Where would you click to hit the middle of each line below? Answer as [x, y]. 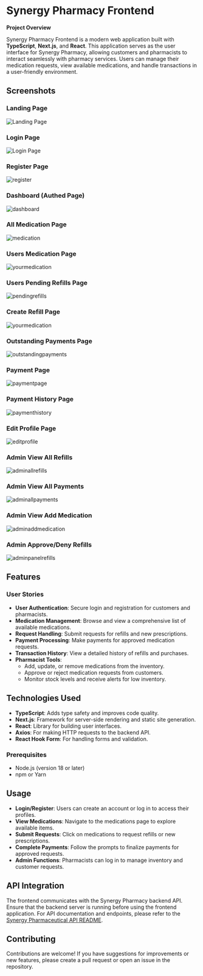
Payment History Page [40, 399]
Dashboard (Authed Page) [46, 196]
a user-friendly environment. [42, 71]
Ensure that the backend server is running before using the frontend [91, 907]
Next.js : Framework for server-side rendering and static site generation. [105, 719]
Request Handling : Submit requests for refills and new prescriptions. [101, 633]
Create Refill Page [33, 312]
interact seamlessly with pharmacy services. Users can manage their [93, 59]
